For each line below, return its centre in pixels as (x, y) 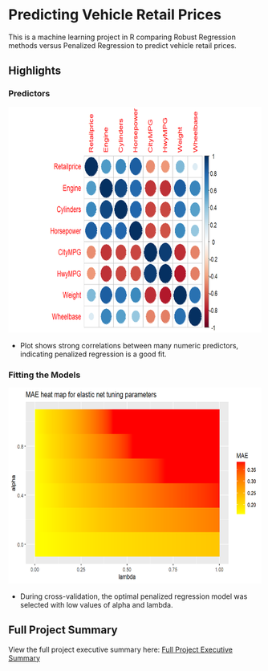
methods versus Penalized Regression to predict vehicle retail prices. (122, 45)
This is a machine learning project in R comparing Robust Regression (122, 37)
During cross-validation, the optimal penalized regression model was (134, 596)
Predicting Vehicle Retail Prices (115, 15)
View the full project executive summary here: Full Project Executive (120, 649)
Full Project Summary (63, 630)
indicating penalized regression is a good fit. (93, 354)
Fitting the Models (45, 375)
